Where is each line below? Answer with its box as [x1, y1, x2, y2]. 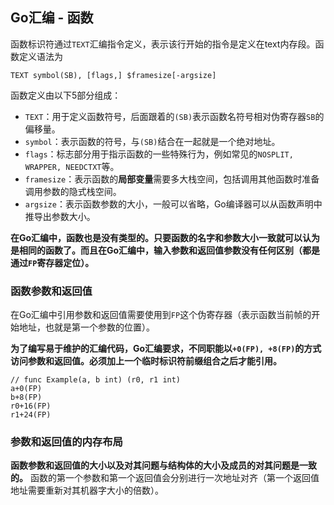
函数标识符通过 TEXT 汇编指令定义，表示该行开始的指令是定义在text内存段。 [10, 38, 316, 50]
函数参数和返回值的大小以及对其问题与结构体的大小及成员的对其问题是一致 [10, 459, 317, 472]
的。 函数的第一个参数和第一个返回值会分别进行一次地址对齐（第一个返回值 [10, 472, 320, 484]
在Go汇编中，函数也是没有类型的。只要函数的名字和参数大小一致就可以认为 [10, 231, 321, 243]
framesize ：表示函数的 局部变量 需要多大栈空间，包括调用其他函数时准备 [24, 173, 320, 185]
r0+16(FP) [10, 401, 52, 412]
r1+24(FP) [10, 410, 52, 420]
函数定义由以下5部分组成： [10, 89, 122, 101]
